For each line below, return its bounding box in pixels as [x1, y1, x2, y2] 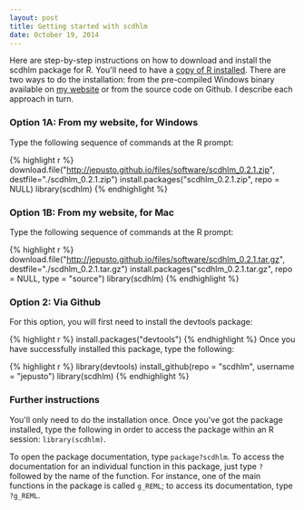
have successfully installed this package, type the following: [9, 344, 234, 355]
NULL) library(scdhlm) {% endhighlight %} [9, 183, 168, 194]
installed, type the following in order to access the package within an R [9, 424, 274, 435]
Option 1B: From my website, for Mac [9, 206, 175, 219]
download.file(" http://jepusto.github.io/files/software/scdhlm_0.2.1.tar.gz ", [9, 253, 286, 264]
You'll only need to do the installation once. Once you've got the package [9, 414, 283, 425]
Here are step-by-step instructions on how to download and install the [9, 55, 272, 66]
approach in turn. [9, 93, 74, 104]
